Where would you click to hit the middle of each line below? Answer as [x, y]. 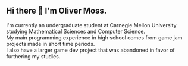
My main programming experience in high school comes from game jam [94, 37]
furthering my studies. [33, 56]
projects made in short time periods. [51, 44]
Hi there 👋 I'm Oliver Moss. [57, 11]
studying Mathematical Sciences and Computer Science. [76, 31]
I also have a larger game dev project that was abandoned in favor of [90, 50]
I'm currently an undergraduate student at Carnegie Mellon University [91, 25]
